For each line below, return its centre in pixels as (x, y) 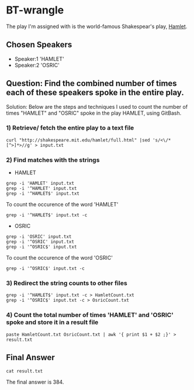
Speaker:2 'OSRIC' (37, 65)
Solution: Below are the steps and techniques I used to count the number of (97, 106)
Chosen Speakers (39, 45)
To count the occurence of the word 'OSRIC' (59, 258)
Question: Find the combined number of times (91, 83)
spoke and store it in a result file (52, 322)
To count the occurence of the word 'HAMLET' (62, 205)
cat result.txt (25, 371)
